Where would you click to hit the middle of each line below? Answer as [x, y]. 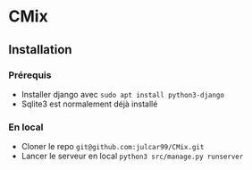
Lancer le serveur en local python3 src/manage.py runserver [132, 156]
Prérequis [30, 75]
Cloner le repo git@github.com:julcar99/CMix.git [113, 147]
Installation [40, 50]
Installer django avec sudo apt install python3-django [123, 94]
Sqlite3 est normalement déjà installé [89, 104]
